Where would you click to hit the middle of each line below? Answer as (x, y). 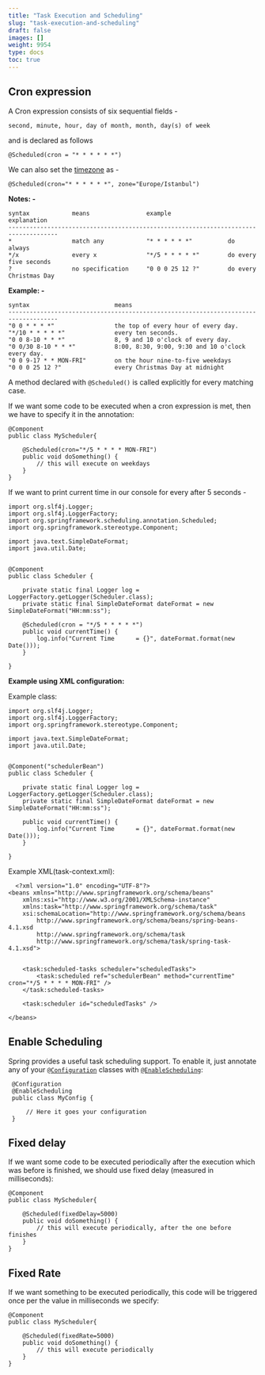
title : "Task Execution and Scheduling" (76, 15)
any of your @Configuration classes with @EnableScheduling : (106, 1069)
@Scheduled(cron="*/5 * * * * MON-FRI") (90, 450)
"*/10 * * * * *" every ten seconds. (93, 333)
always (19, 248)
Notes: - (22, 198)
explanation (28, 220)
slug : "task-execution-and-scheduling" (74, 23)
